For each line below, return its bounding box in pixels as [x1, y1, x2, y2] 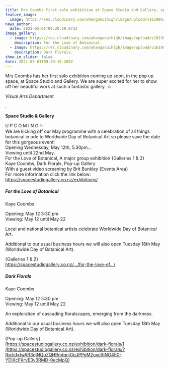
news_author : [5, 21, 33, 27]
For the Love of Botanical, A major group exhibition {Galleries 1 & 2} [5, 155, 145, 162]
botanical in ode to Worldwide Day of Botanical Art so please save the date [5, 134, 160, 140]
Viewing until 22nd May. [5, 150, 55, 156]
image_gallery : [5, 31, 37, 36]
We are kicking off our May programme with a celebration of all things [5, 128, 150, 134]
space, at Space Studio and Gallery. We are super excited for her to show [5, 78, 157, 84]
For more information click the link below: [5, 171, 91, 177]
